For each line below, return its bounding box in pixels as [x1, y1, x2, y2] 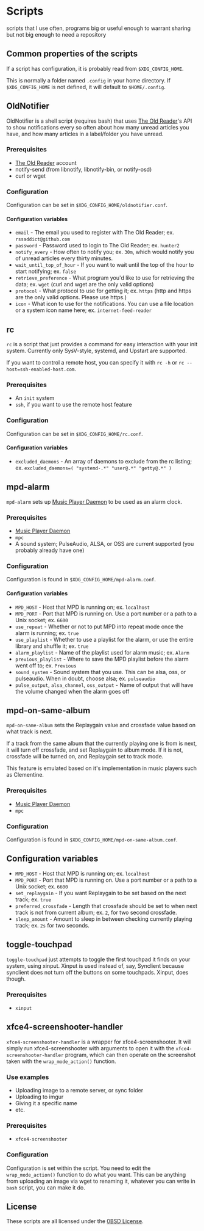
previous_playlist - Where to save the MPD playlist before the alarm [15, 655, 189, 663]
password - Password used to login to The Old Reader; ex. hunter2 [15, 242, 180, 249]
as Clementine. [6, 771, 44, 779]
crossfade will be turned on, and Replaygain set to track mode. [6, 753, 164, 760]
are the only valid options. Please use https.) [15, 294, 127, 301]
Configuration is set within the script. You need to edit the [6, 1164, 151, 1172]
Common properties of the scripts [6, 49, 138, 59]
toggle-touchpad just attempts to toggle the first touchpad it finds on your [6, 956, 191, 963]
